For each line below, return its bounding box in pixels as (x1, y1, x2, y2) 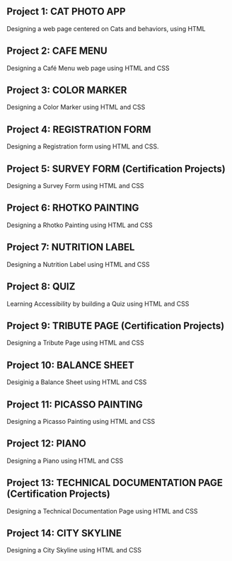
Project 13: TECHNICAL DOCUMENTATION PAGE (6, 477, 224, 489)
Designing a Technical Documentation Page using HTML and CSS (6, 507, 198, 515)
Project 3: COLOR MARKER (6, 84, 127, 96)
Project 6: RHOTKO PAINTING (6, 202, 139, 214)
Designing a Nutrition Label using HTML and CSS (6, 260, 150, 268)
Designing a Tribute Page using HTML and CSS (6, 339, 144, 347)
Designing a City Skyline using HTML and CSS (6, 546, 142, 555)
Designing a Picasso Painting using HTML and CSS (6, 417, 156, 425)
